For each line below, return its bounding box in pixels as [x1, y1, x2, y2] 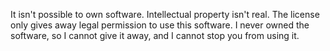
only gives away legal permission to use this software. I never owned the [10, 19, 310, 31]
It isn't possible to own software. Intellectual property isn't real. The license [10, 9, 320, 20]
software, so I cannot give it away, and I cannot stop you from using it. [10, 30, 300, 41]
